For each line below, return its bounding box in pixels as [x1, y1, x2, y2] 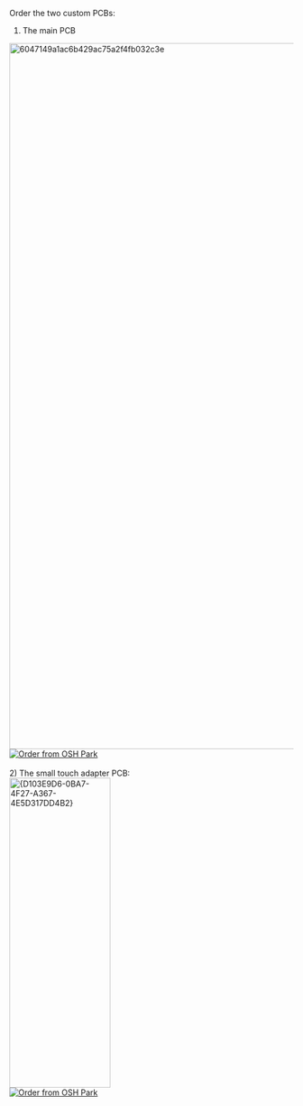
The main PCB [22, 25, 77, 35]
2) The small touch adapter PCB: [9, 767, 131, 778]
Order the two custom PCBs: [9, 8, 115, 18]
